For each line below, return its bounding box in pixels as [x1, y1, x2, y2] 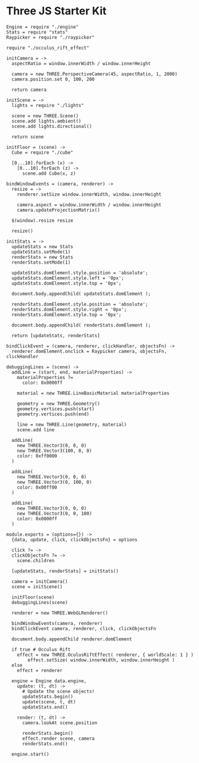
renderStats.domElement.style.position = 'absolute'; [11, 301, 148, 307]
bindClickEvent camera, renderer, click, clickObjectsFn [11, 625, 157, 631]
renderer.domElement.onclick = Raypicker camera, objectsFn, [11, 348, 167, 354]
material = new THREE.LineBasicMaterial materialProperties [17, 390, 170, 396]
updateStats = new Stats [11, 243, 74, 249]
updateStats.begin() [22, 694, 74, 700]
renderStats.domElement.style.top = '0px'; [11, 312, 121, 318]
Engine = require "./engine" [6, 24, 79, 30]
